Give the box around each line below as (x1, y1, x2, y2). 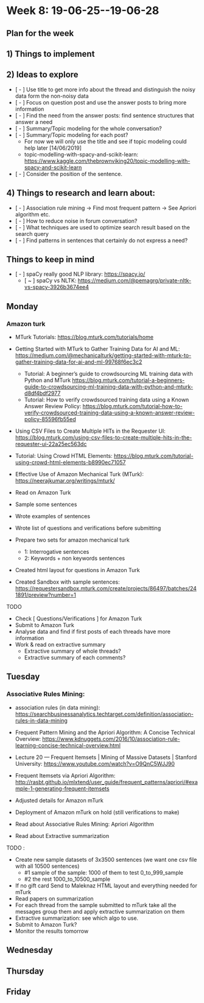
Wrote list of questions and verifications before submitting (15, 524, 161, 532)
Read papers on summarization (15, 895, 94, 902)
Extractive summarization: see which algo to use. (15, 914, 139, 922)
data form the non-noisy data (15, 92, 90, 100)
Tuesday (6, 672, 40, 682)
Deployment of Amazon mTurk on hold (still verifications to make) (15, 808, 180, 816)
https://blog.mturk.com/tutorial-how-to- (82, 403, 183, 410)
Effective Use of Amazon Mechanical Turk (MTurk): (15, 471, 144, 478)
